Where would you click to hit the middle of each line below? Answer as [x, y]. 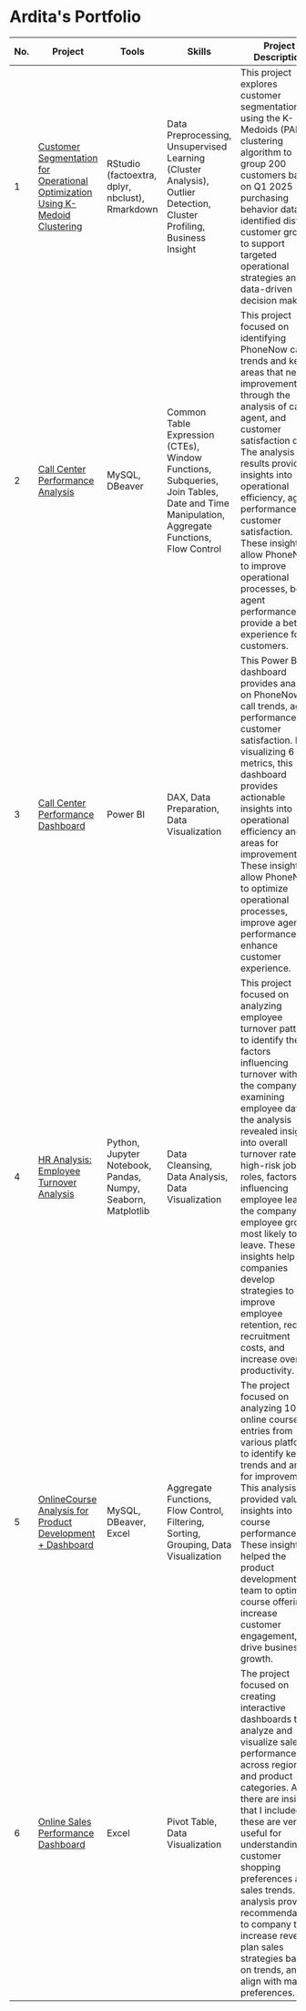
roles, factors [269, 1176]
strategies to [267, 1290]
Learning [186, 158]
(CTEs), [184, 446]
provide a [260, 623]
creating [258, 1696]
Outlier [181, 191]
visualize [259, 1741]
